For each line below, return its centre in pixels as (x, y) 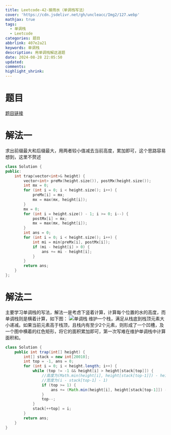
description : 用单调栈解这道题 (35, 52)
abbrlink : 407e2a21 (26, 43)
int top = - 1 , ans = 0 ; (49, 361)
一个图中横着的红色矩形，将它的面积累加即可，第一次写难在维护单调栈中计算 (85, 331)
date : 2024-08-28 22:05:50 (34, 57)
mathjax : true (20, 19)
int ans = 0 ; (37, 233)
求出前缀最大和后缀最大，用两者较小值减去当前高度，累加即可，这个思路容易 (85, 150)
